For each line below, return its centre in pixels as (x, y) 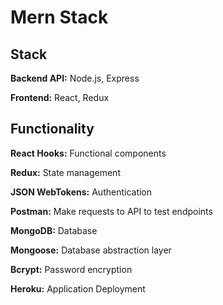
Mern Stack (59, 17)
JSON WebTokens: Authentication (81, 192)
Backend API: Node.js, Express (75, 78)
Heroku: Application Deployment (78, 288)
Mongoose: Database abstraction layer (91, 250)
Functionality (52, 129)
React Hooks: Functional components (88, 153)
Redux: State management (65, 172)
